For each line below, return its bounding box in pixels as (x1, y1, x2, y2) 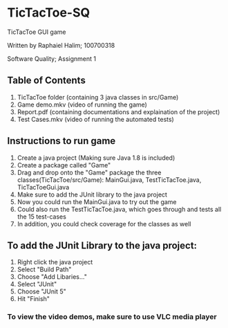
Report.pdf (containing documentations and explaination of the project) (17, 107, 220, 116)
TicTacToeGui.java (17, 183, 70, 191)
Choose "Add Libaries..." (17, 273, 88, 281)
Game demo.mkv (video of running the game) (17, 100, 147, 109)
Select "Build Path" (17, 265, 72, 274)
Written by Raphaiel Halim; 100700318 (7, 41, 115, 49)
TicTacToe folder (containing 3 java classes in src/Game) (17, 93, 179, 101)
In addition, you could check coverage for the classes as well (17, 219, 191, 228)
